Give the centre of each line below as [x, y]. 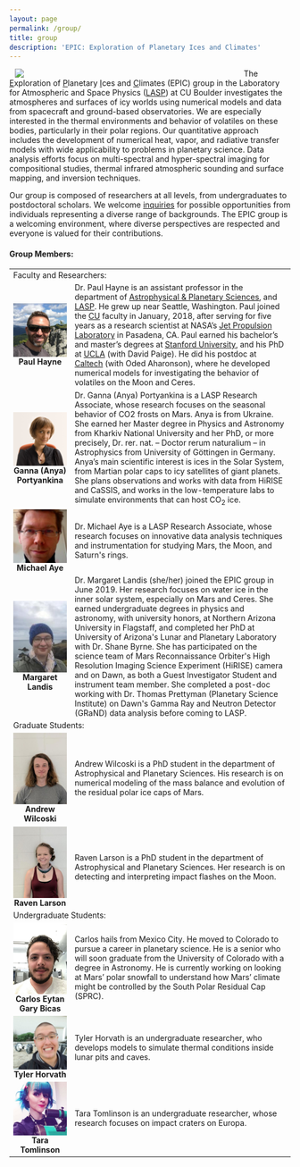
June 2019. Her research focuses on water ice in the [171, 589]
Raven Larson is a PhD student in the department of [169, 857]
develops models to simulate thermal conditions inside [174, 1047]
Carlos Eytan [40, 999]
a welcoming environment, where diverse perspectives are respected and [145, 224]
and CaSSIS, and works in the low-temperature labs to [175, 490]
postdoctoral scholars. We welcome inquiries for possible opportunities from [150, 205]
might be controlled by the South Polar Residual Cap [170, 986]
